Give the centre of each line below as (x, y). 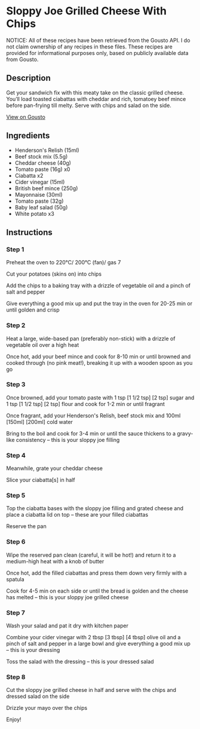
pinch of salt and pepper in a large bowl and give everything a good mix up (99, 643)
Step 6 (16, 542)
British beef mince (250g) (46, 188)
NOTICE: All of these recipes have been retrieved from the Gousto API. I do (98, 40)
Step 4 (16, 455)
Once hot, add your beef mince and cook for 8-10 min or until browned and (99, 356)
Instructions (29, 232)
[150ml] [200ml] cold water (40, 422)
